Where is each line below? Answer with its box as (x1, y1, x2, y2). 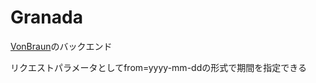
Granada (10, 6, 83, 29)
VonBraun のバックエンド (10, 40, 113, 52)
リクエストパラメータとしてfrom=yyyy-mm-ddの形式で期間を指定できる (10, 61, 307, 73)
